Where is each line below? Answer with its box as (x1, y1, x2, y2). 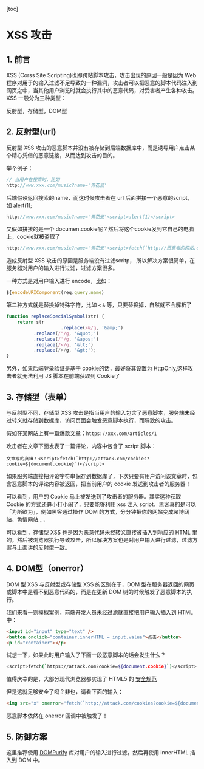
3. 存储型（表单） (6, 392, 72, 402)
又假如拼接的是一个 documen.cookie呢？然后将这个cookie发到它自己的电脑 (6, 225, 194, 233)
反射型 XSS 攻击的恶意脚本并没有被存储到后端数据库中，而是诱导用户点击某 (6, 144, 195, 151)
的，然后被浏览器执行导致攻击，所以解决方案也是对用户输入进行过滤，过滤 (6, 536, 192, 543)
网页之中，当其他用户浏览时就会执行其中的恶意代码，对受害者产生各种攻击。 (6, 87, 198, 94)
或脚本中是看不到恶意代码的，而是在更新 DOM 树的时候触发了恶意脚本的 (6, 588, 187, 595)
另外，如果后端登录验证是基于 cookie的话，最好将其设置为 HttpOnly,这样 (6, 364, 188, 372)
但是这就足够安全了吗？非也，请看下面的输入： (6, 688, 123, 696)
